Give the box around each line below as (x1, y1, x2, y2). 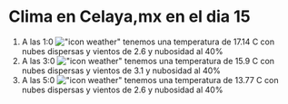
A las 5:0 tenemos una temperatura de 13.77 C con (21, 74, 279, 85)
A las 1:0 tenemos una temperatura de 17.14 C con (21, 36, 275, 47)
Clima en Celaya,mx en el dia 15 (8, 6, 251, 27)
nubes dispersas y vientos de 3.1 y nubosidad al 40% (21, 65, 222, 76)
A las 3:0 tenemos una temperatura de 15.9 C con (21, 55, 274, 66)
